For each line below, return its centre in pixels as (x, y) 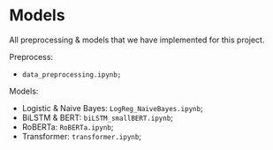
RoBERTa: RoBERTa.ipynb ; (68, 127)
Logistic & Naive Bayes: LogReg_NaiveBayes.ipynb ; (112, 108)
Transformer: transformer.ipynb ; (82, 136)
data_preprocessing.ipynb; (72, 75)
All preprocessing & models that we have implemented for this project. (137, 40)
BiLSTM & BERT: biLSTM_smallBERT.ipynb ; (98, 117)
